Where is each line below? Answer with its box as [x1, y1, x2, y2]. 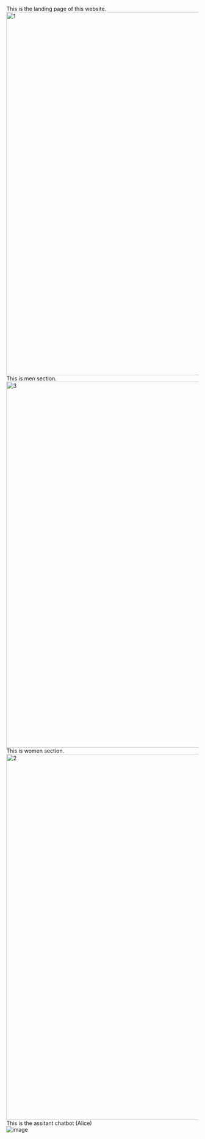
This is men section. [6, 375, 57, 382]
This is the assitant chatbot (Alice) [6, 1119, 93, 1127]
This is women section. [6, 747, 65, 754]
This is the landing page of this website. [6, 5, 107, 12]
